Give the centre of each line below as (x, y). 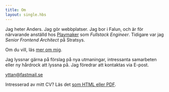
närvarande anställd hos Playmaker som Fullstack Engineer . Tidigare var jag (84, 34)
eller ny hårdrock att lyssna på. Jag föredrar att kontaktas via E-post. (77, 65)
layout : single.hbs (26, 15)
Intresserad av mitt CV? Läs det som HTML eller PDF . (61, 84)
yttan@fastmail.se (24, 74)
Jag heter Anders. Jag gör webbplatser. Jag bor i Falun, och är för (74, 29)
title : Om (16, 10)
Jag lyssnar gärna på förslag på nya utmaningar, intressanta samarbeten (81, 59)
